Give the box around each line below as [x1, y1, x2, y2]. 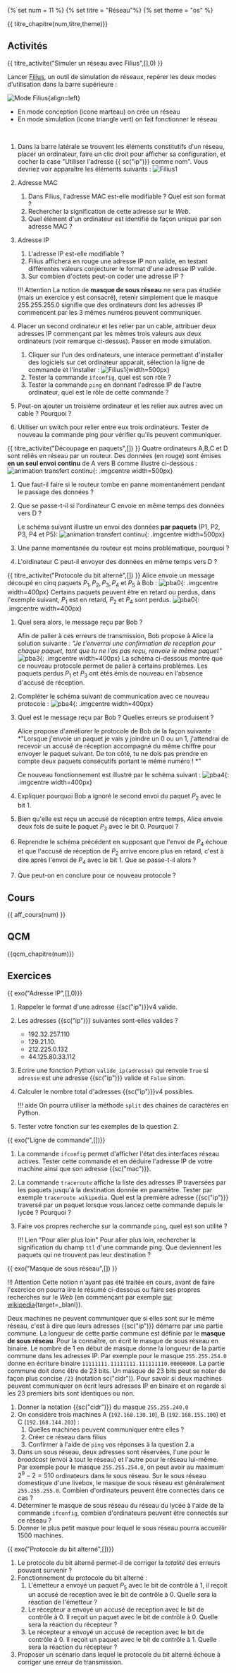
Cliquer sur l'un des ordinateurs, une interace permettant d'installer [27, 350, 224, 359]
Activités [7, 40, 48, 52]
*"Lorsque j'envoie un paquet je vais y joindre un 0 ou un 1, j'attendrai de [17, 734, 229, 743]
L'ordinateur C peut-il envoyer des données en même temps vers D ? [17, 557, 218, 565]
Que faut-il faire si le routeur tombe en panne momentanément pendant [17, 480, 225, 488]
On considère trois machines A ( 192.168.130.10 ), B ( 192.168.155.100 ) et [17, 1410, 226, 1418]
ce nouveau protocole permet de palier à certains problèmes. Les [17, 661, 208, 670]
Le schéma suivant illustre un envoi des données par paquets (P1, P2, [17, 522, 221, 531]
